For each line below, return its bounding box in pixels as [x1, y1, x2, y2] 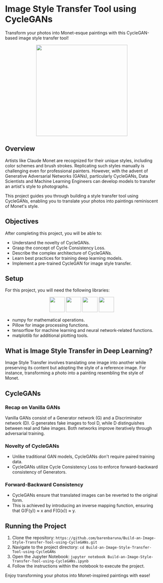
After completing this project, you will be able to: [5, 230, 102, 236]
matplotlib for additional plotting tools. [12, 332, 89, 339]
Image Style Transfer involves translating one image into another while [5, 360, 146, 365]
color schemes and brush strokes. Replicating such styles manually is [5, 163, 145, 168]
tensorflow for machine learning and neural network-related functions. [12, 328, 154, 333]
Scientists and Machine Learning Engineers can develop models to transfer [5, 178, 156, 184]
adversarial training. [5, 430, 45, 436]
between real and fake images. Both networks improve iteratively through [5, 425, 152, 431]
